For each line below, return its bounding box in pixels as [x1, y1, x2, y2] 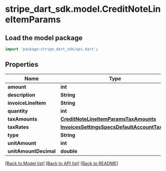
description [7, 91, 36, 98]
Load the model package [5, 34, 83, 42]
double [60, 147, 78, 154]
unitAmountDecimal [7, 147, 56, 154]
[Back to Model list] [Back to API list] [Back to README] [5, 160, 119, 166]
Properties [5, 60, 39, 69]
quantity [7, 107, 28, 114]
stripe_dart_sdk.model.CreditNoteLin [5, 3, 161, 15]
